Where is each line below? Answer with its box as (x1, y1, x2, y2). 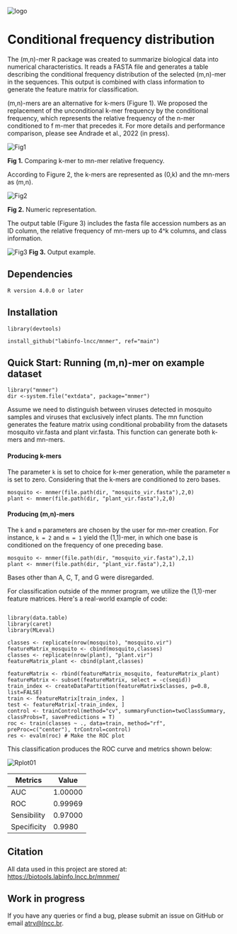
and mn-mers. (23, 435, 65, 444)
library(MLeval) (7, 626, 55, 634)
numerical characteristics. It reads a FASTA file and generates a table (7, 62, 209, 71)
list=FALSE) (7, 689, 42, 696)
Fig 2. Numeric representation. (7, 205, 97, 213)
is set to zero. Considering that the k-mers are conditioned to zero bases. (7, 475, 221, 484)
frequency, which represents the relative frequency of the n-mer (7, 113, 195, 122)
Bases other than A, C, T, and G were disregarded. (7, 573, 154, 582)
